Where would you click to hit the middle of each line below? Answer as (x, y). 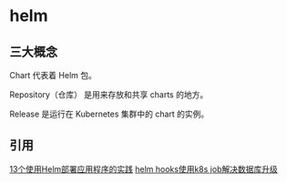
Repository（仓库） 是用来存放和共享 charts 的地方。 (109, 95)
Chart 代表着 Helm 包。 (53, 75)
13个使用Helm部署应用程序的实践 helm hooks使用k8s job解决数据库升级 (143, 168)
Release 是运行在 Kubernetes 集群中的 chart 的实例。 (109, 114)
